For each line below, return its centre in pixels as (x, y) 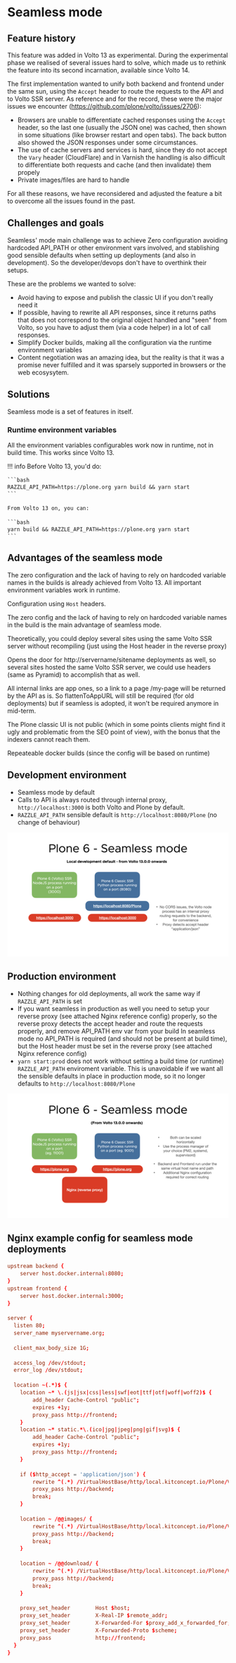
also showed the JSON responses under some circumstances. (107, 142)
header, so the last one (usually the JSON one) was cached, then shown (122, 127)
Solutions (29, 394)
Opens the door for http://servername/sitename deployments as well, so (112, 659)
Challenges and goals (55, 223)
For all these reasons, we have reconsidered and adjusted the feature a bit (115, 194)
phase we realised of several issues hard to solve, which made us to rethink (117, 63)
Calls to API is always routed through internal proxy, (92, 799)
